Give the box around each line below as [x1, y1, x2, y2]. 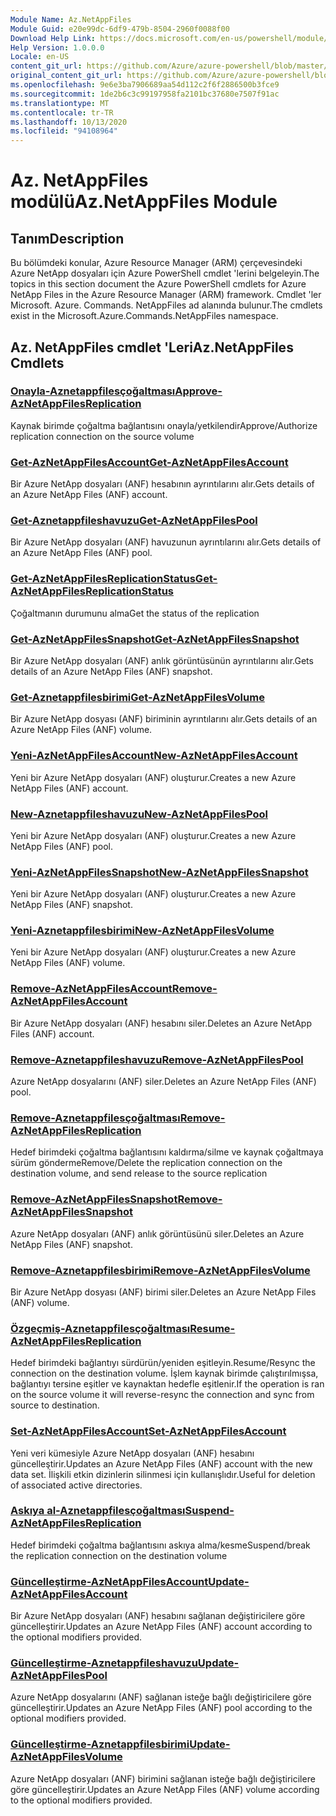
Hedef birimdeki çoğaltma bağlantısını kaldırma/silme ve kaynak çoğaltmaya [10, 1146, 324, 1158]
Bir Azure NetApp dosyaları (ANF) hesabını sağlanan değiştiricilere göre [10, 1610, 306, 1622]
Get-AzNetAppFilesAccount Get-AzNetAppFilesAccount [10, 455, 289, 469]
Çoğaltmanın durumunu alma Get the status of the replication [10, 607, 260, 619]
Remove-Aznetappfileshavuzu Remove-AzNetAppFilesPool [10, 1052, 304, 1066]
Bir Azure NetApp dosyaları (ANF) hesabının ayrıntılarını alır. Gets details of [10, 478, 315, 490]
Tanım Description [10, 230, 125, 247]
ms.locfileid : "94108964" [10, 126, 118, 136]
